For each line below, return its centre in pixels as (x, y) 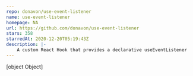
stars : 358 (20, 34)
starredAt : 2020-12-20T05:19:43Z (48, 39)
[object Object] (25, 67)
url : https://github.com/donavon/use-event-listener (73, 28)
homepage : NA (22, 22)
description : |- (26, 45)
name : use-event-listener (38, 17)
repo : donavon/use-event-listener (49, 11)
